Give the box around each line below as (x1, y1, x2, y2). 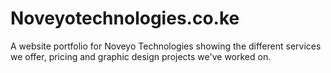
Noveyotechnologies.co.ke (10, 7, 240, 30)
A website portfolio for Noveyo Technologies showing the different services (10, 40, 322, 52)
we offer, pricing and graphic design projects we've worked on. (10, 50, 272, 62)
